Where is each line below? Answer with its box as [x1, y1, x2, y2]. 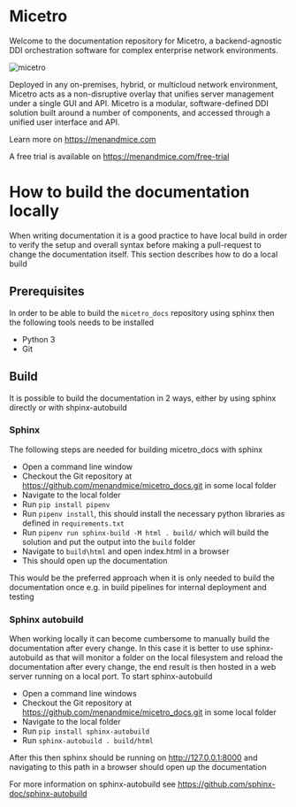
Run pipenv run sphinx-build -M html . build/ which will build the [21, 526, 269, 537]
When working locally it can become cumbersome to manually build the [9, 634, 270, 644]
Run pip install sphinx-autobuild [21, 726, 150, 736]
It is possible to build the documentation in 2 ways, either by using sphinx [9, 392, 277, 403]
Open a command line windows [21, 688, 137, 699]
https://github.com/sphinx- [178, 779, 276, 789]
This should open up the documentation [21, 555, 168, 565]
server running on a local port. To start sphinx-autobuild [9, 671, 213, 682]
